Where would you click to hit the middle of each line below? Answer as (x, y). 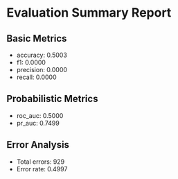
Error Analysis (38, 145)
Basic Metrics (37, 39)
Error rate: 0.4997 (42, 169)
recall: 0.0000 (36, 77)
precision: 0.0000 (42, 70)
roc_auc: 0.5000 (40, 115)
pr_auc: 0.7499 (38, 123)
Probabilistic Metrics (52, 99)
